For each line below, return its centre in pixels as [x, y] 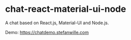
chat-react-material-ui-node [65, 9]
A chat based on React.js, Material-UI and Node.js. [57, 23]
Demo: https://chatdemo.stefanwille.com [47, 32]
